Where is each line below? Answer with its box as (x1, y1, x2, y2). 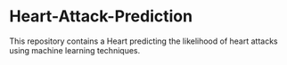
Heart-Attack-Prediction (9, 6, 193, 27)
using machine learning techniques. (9, 45, 141, 55)
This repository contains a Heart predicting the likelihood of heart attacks (9, 36, 278, 46)
